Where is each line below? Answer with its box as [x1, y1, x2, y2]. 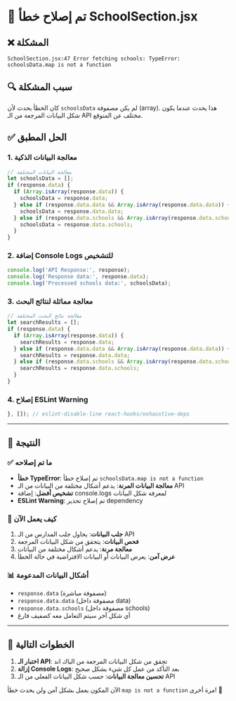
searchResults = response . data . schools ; [20, 365, 140, 372]
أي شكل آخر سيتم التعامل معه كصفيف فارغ [17, 612, 131, 620]
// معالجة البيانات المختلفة [7, 168, 72, 175]
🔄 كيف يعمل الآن [7, 514, 58, 523]
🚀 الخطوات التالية [7, 638, 75, 650]
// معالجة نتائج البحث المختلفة [7, 312, 82, 320]
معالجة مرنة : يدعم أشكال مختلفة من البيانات [17, 545, 132, 554]
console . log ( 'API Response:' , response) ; [7, 266, 131, 274]
